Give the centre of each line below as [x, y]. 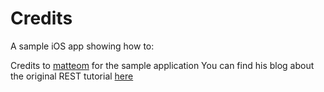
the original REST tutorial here [72, 76]
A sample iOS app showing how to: [82, 46]
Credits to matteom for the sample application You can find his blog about [162, 65]
